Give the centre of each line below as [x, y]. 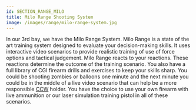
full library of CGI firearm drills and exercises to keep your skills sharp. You [97, 71]
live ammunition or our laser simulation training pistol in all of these [87, 95]
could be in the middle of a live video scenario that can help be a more [92, 83]
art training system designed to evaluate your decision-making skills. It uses [98, 45]
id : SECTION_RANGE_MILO [35, 11]
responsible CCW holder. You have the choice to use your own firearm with [97, 89]
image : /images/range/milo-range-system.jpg [62, 22]
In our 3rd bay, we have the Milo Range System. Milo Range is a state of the [98, 39]
